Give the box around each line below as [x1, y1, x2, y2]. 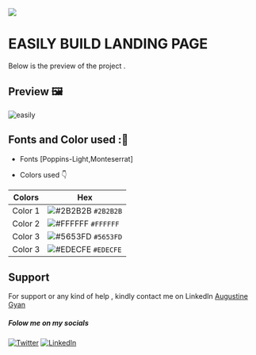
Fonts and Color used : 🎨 [8, 133, 129, 147]
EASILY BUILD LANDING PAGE [8, 35, 208, 53]
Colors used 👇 [19, 170, 67, 179]
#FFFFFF [90, 219, 120, 228]
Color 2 [12, 218, 40, 229]
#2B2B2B [94, 206, 123, 216]
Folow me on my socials [8, 318, 89, 327]
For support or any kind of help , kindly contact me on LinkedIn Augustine [8, 292, 248, 301]
